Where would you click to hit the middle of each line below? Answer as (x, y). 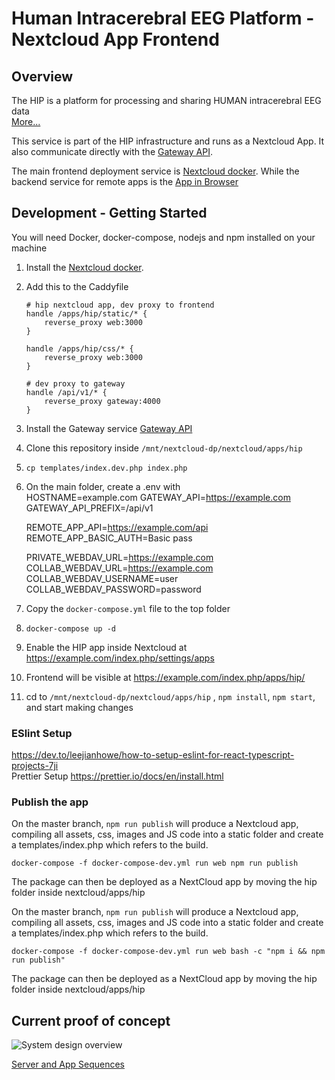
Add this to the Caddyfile (77, 286)
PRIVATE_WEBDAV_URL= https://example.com (119, 557)
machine (29, 248)
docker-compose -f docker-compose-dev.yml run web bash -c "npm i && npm (168, 952)
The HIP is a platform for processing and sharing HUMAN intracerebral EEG (166, 100)
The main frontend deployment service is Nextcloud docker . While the (155, 171)
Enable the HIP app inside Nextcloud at (106, 647)
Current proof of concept (91, 1020)
